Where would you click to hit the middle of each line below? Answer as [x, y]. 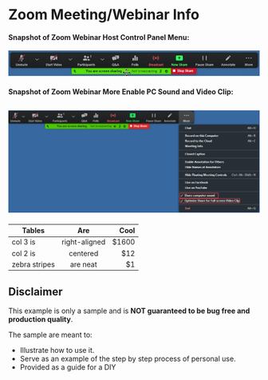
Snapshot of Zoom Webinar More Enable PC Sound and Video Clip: [121, 91]
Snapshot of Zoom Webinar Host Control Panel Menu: [99, 37]
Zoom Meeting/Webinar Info [104, 15]
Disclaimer [35, 292]
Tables [33, 231]
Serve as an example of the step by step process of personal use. [128, 359]
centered [84, 253]
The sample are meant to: [51, 335]
